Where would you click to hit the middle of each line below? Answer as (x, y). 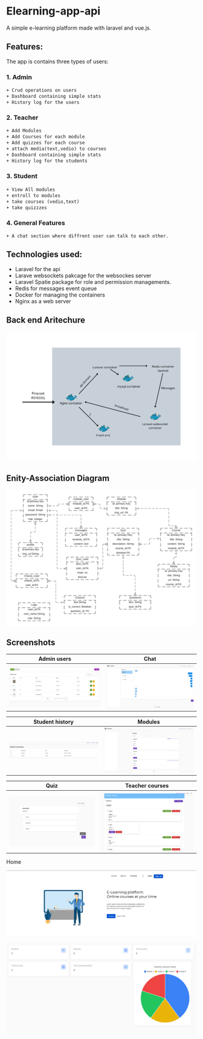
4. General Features (36, 223)
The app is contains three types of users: (57, 61)
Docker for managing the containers (60, 295)
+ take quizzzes (27, 207)
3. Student (22, 176)
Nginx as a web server (43, 301)
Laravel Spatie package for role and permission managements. (93, 281)
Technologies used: (44, 255)
